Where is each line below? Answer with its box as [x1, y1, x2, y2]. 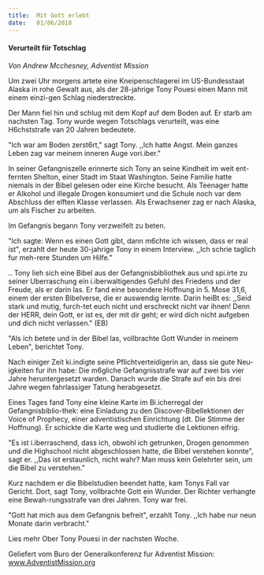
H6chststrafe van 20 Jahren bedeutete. [8, 124, 136, 134]
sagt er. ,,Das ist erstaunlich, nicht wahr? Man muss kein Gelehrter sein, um [8, 454, 253, 464]
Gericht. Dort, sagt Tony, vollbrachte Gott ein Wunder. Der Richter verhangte [8, 486, 256, 496]
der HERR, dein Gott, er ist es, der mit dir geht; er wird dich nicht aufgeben [8, 310, 250, 319]
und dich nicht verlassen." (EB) [8, 318, 109, 328]
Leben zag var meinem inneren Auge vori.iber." [8, 148, 162, 158]
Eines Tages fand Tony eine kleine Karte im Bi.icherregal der [8, 397, 204, 406]
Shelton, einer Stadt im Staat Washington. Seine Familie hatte [33, 172, 232, 181]
